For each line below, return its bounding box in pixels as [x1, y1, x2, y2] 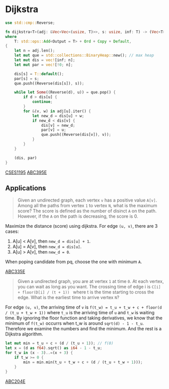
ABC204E [5, 378, 26, 384]
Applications [5, 183, 46, 192]
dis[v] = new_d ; [41, 123, 75, 128]
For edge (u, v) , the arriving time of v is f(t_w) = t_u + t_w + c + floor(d [5, 304, 162, 310]
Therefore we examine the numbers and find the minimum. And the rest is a [5, 326, 162, 332]
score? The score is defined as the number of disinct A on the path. [17, 208, 157, 214]
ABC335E [5, 269, 26, 275]
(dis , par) [14, 155, 37, 160]
